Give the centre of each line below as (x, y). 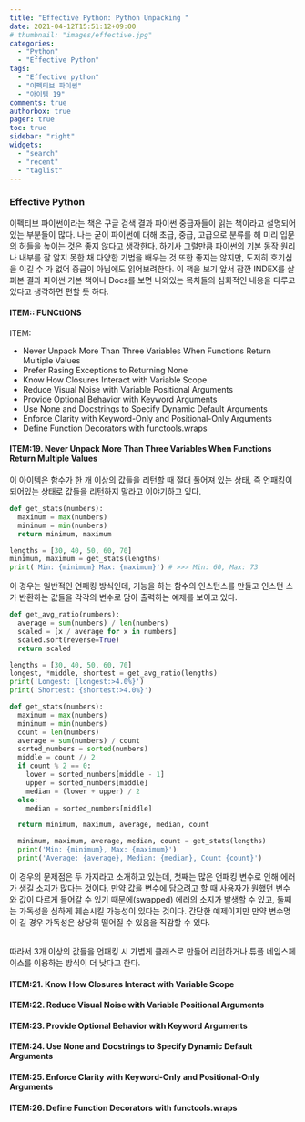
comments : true (38, 102)
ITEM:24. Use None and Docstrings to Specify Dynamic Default (131, 1046)
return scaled (44, 648)
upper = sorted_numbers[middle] (87, 783)
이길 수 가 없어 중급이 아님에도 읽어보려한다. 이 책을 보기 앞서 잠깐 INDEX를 (152, 269)
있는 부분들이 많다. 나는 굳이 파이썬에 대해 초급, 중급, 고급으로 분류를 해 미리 (144, 234)
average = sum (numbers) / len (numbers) (93, 623)
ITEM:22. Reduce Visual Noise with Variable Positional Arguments (137, 1005)
